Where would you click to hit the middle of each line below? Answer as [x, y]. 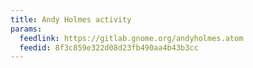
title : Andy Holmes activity [71, 19]
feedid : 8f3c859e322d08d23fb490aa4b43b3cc [109, 47]
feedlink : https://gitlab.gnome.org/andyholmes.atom [131, 38]
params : [26, 29]
